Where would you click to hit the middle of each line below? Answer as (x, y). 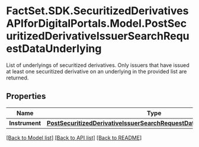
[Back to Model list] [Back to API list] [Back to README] (74, 138)
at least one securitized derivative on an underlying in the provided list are (97, 71)
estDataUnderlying (54, 49)
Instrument (25, 123)
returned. (17, 78)
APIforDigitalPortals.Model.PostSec (97, 23)
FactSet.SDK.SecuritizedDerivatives (97, 11)
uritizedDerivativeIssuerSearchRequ (98, 36)
